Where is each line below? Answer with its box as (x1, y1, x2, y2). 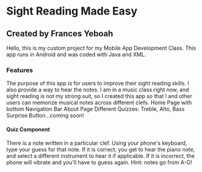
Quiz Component (6, 125, 50, 133)
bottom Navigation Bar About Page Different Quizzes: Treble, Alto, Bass (6, 105, 185, 113)
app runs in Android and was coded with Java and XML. (6, 51, 147, 58)
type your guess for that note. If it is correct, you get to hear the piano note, (6, 145, 195, 153)
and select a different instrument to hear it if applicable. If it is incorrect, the (6, 152, 195, 159)
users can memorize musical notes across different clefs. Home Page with (6, 99, 192, 107)
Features (6, 65, 33, 74)
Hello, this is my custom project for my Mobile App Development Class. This (6, 44, 196, 51)
